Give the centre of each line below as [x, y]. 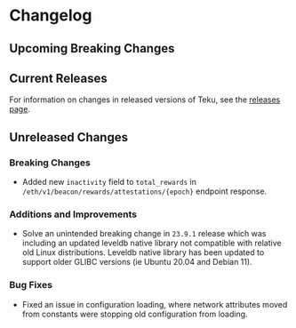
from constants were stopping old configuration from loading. [135, 314]
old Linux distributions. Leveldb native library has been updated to [143, 252]
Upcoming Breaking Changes [92, 48]
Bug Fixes [31, 285]
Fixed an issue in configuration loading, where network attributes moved [155, 304]
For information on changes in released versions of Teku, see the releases [145, 100]
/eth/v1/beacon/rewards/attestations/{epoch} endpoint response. [144, 191]
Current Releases [59, 78]
